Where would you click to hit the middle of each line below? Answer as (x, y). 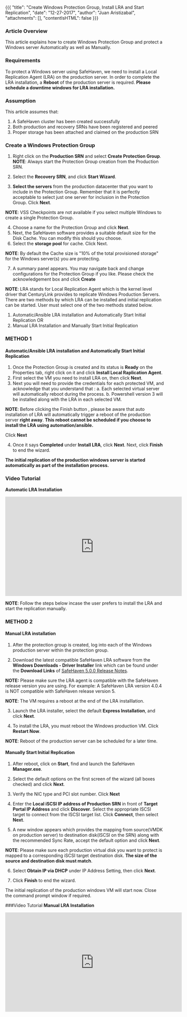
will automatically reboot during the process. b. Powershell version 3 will (87, 394)
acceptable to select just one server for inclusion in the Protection (81, 197)
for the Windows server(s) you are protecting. (53, 259)
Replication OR (28, 320)
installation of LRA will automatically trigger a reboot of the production (78, 415)
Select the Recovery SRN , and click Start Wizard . (64, 177)
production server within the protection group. (60, 650)
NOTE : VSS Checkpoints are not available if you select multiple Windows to (83, 212)
